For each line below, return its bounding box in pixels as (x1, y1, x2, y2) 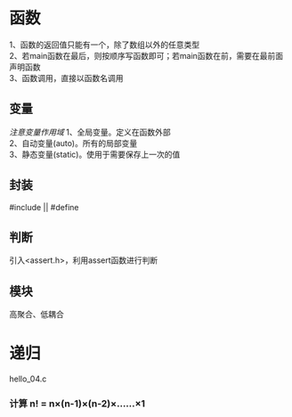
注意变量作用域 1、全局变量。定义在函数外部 (9, 127, 171, 137)
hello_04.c (9, 373, 47, 384)
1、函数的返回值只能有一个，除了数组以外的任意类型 (9, 39, 200, 50)
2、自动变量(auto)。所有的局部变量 (9, 137, 138, 148)
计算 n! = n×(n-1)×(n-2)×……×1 (9, 397, 145, 410)
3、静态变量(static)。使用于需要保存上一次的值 (9, 149, 181, 159)
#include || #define (9, 201, 79, 212)
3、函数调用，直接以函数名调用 (9, 72, 124, 83)
